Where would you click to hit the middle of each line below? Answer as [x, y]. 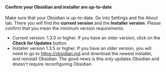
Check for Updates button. [40, 43]
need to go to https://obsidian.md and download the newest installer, [82, 54]
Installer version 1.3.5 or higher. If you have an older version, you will [82, 48]
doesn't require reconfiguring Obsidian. [52, 64]
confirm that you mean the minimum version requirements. [65, 28]
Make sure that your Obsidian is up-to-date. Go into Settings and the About [82, 18]
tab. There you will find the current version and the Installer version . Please [83, 23]
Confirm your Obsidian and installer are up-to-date [59, 7]
